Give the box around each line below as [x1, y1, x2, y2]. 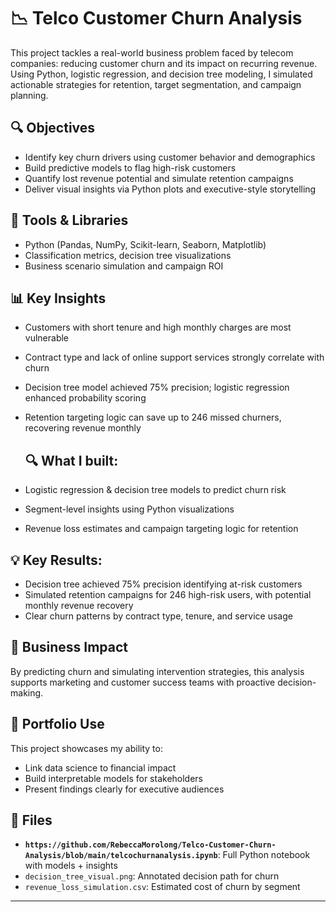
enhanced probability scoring [24, 392, 147, 404]
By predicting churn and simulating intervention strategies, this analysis [10, 665, 305, 677]
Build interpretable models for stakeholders [24, 772, 204, 784]
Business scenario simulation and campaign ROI [24, 260, 224, 272]
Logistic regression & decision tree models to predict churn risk [24, 484, 287, 496]
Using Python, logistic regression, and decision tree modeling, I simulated [10, 68, 313, 80]
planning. [10, 89, 49, 101]
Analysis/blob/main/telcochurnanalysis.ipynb [24, 851, 218, 861]
